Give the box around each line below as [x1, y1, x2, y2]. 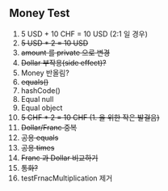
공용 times [20, 142, 55, 152]
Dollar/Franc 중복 [20, 122, 78, 132]
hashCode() [20, 85, 61, 95]
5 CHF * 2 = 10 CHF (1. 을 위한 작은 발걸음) [20, 112, 160, 122]
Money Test [9, 6, 70, 20]
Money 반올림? [20, 68, 69, 78]
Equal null [20, 94, 54, 104]
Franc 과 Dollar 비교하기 [20, 153, 99, 163]
